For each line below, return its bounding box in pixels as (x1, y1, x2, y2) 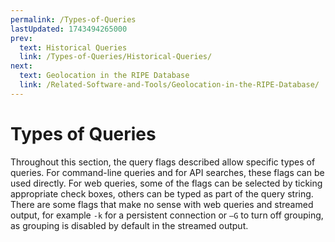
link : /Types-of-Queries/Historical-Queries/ (19, 52, 213, 62)
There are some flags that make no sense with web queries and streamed (10, 198, 314, 210)
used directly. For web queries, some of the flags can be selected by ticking (10, 177, 323, 189)
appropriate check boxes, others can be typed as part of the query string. (10, 187, 314, 200)
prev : (10, 33, 33, 43)
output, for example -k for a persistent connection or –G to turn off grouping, (10, 209, 324, 221)
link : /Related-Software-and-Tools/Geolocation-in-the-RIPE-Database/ (19, 80, 320, 90)
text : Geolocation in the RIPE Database (19, 71, 190, 81)
